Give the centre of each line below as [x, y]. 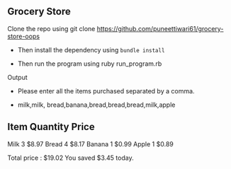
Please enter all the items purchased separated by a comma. [106, 91]
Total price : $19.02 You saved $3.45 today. [71, 158]
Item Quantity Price [51, 127]
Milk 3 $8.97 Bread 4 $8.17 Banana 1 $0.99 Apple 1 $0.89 [90, 144]
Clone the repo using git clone [51, 28]
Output [17, 77]
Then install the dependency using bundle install [91, 49]
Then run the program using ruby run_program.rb [90, 64]
